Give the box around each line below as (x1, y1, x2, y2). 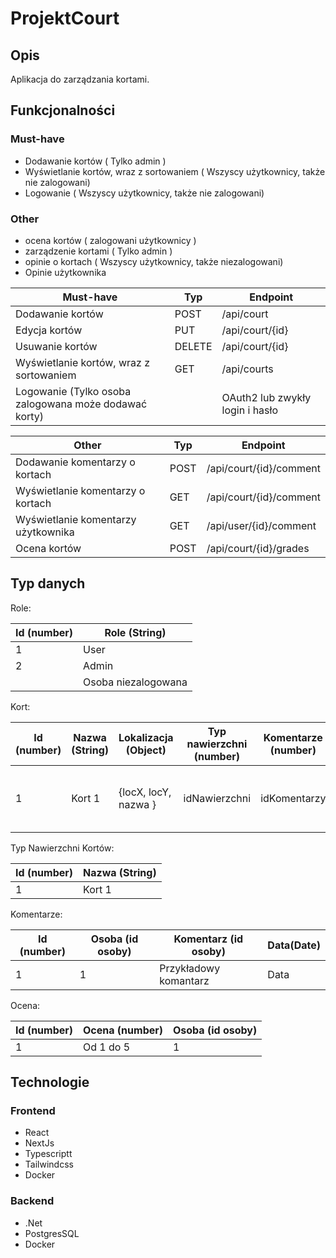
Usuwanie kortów (15, 339, 98, 353)
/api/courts (221, 362, 274, 376)
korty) (15, 409, 45, 423)
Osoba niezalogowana (83, 675, 188, 689)
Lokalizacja (118, 730, 174, 744)
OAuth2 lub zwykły (221, 390, 312, 404)
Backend (10, 1194, 55, 1208)
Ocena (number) (83, 1023, 164, 1037)
